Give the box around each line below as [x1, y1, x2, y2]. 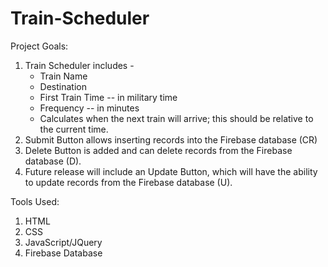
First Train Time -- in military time [39, 91, 178, 103]
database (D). [24, 155, 82, 167]
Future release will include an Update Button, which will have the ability [24, 165, 318, 177]
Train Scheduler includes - [24, 59, 135, 71]
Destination [39, 80, 87, 92]
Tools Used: [10, 195, 60, 207]
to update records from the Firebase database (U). [24, 176, 233, 188]
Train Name [39, 70, 88, 82]
